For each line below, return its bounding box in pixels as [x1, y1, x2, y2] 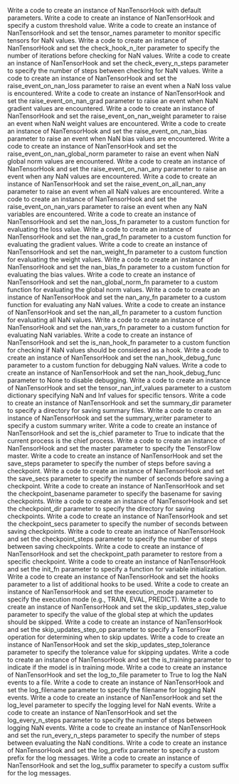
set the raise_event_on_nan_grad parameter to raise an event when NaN [7, 97, 218, 105]
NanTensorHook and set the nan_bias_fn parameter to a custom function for [7, 263, 230, 271]
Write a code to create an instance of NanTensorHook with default [7, 6, 201, 14]
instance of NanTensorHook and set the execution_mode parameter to [7, 588, 213, 596]
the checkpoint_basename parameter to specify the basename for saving [7, 490, 223, 498]
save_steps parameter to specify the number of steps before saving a [7, 459, 211, 468]
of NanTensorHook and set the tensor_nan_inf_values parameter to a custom [7, 384, 232, 392]
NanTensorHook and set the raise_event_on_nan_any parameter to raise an [7, 165, 227, 173]
